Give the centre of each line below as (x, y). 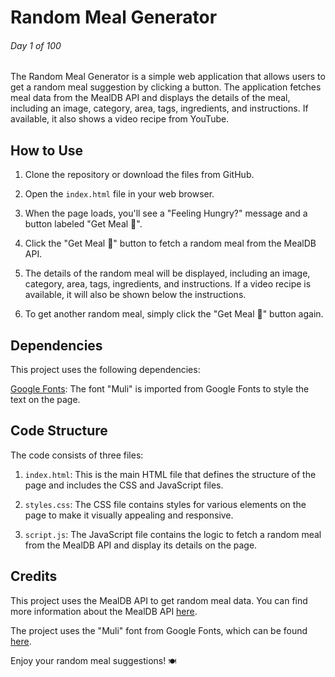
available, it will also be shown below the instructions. (135, 295)
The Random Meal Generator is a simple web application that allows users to (168, 77)
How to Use (47, 150)
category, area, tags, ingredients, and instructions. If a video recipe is (168, 284)
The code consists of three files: (77, 455)
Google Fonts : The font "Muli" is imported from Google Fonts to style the (160, 389)
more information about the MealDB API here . (104, 611)
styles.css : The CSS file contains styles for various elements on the (165, 504)
